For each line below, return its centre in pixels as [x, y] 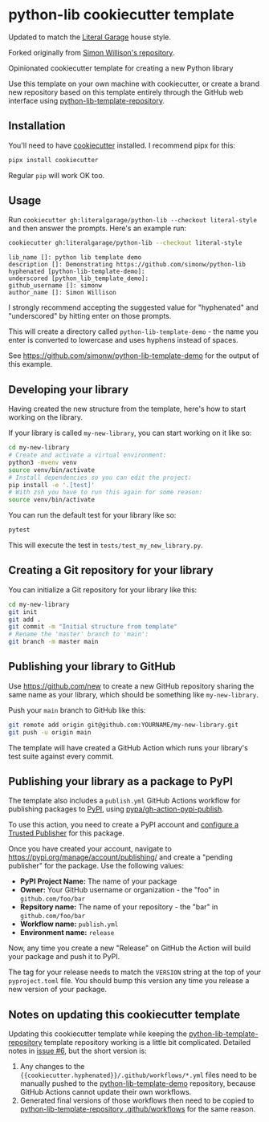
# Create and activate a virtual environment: [88, 455]
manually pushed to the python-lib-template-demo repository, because [138, 1083]
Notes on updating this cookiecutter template [124, 1014]
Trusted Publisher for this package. [66, 833]
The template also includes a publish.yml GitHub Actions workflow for [124, 801]
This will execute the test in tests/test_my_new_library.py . [106, 545]
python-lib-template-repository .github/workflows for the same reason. [138, 1109]
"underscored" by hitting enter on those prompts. [90, 316]
